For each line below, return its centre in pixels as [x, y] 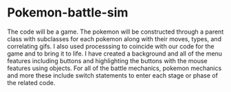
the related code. [31, 82]
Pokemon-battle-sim [68, 13]
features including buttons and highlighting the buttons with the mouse [107, 60]
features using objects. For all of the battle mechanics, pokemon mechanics [114, 68]
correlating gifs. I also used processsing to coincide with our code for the [111, 46]
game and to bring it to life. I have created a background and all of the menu [114, 54]
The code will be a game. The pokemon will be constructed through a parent [115, 32]
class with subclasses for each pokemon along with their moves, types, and [114, 38]
